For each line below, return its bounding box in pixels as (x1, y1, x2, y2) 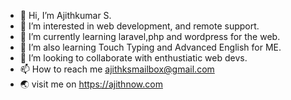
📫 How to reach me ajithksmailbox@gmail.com (19, 63, 215, 75)
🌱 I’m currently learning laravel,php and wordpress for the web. (19, 31, 281, 42)
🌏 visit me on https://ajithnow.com (19, 78, 163, 90)
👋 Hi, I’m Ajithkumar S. (19, 10, 112, 21)
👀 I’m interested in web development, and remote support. (19, 20, 260, 32)
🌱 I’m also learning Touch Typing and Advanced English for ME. (19, 41, 282, 53)
